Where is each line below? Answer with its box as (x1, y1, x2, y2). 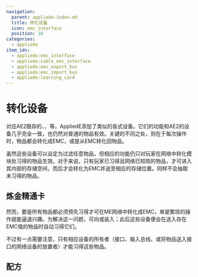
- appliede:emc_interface (11, 53, 75, 59)
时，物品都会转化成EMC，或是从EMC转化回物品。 (6, 137, 128, 145)
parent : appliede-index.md (11, 14, 78, 20)
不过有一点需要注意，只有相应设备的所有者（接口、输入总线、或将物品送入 (6, 235, 187, 243)
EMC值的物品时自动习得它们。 (6, 223, 80, 230)
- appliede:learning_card (11, 75, 75, 80)
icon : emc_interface (11, 25, 62, 31)
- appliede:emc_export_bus (11, 63, 78, 70)
